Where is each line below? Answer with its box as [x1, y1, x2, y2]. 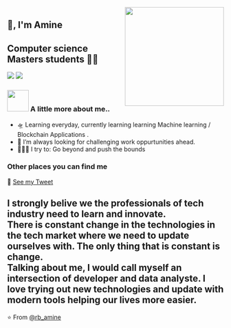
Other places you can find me [7, 162, 108, 171]
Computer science [7, 43, 88, 54]
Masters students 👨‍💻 [7, 53, 98, 65]
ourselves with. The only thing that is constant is [7, 241, 221, 252]
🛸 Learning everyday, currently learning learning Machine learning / [16, 120, 211, 129]
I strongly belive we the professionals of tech [7, 197, 204, 209]
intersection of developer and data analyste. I [7, 273, 206, 285]
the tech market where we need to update [7, 230, 190, 241]
